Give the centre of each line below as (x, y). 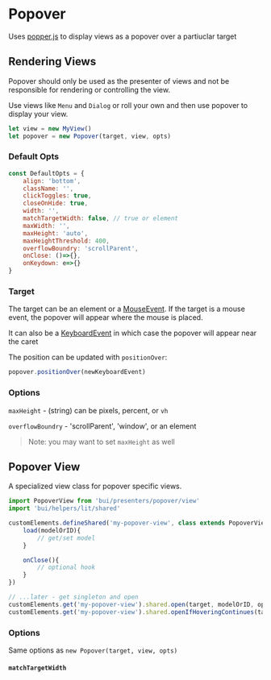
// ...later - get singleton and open (73, 597)
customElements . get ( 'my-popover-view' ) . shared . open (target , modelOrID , (131, 604)
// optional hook (66, 568)
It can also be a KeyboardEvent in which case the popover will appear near (133, 333)
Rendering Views (52, 62)
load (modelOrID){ (52, 530)
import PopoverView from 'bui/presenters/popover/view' (104, 501)
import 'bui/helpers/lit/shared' (65, 508)
